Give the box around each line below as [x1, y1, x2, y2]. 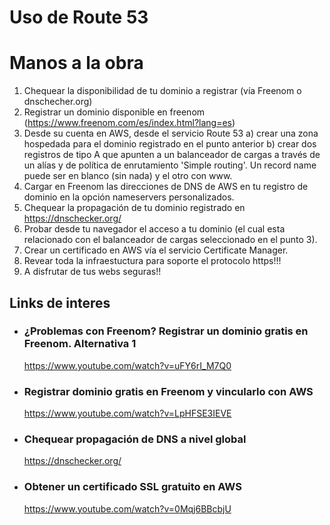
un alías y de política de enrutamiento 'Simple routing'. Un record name [23, 159, 317, 171]
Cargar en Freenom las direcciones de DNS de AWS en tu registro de [23, 181, 309, 193]
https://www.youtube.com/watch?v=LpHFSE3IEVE [23, 407, 232, 420]
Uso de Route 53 [9, 6, 149, 29]
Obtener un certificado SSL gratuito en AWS [23, 480, 242, 494]
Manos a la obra [9, 52, 144, 75]
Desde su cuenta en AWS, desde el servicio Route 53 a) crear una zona [23, 127, 319, 140]
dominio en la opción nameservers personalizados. [23, 191, 235, 203]
